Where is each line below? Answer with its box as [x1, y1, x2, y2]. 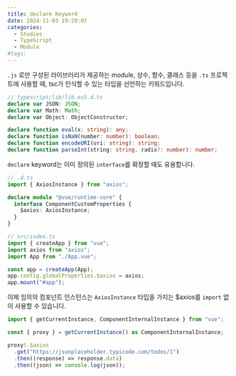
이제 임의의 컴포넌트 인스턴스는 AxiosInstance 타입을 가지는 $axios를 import [7, 293, 222, 301]
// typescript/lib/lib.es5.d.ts [7, 93, 103, 100]
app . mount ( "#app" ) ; [7, 279, 65, 286]
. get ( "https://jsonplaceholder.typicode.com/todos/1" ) [14, 348, 180, 355]
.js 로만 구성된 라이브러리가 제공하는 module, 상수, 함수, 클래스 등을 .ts [7, 70, 209, 79]
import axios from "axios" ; [7, 246, 91, 254]
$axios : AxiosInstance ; [20, 207, 91, 214]
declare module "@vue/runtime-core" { [7, 194, 122, 201]
